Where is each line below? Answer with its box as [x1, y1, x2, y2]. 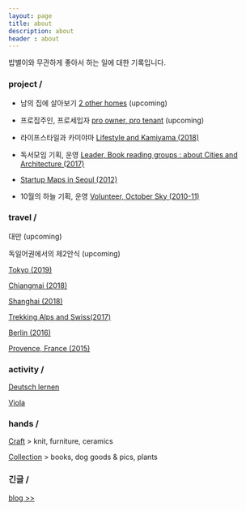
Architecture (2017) [19, 159, 85, 169]
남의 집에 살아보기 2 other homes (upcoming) [19, 98, 168, 108]
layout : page [8, 11, 53, 20]
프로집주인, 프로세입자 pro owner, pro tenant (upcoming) [19, 115, 205, 125]
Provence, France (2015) [8, 343, 91, 353]
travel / [8, 212, 37, 223]
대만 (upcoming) [8, 231, 62, 241]
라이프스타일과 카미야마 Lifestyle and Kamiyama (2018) [19, 132, 200, 142]
